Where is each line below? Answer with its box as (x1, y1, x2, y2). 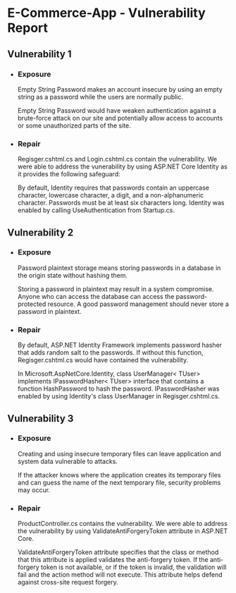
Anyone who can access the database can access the (17, 292, 175, 300)
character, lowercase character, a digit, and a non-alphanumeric (17, 191, 204, 200)
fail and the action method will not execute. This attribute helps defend (17, 570, 223, 579)
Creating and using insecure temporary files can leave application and (17, 449, 222, 458)
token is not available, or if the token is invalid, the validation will (41, 563, 227, 572)
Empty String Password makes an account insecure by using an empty (17, 85, 223, 93)
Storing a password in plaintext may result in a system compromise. (17, 284, 214, 293)
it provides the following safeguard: (17, 170, 120, 178)
